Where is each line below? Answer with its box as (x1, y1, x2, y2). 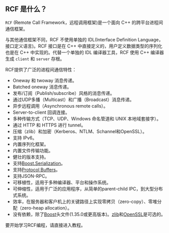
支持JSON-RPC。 (12, 173, 50, 179)
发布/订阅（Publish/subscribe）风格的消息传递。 (12, 90, 115, 96)
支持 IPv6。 (12, 135, 37, 141)
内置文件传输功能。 (12, 147, 53, 153)
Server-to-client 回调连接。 (12, 109, 70, 115)
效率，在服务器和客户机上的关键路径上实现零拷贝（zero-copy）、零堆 (12, 198, 157, 204)
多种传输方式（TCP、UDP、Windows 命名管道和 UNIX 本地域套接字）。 (12, 115, 161, 121)
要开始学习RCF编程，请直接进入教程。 (5, 222, 86, 228)
